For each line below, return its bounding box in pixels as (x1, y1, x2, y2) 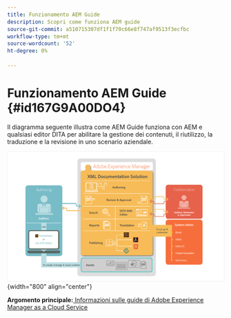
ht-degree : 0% (7, 48, 48, 54)
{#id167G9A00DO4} (7, 100, 126, 116)
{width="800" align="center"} (7, 282, 92, 290)
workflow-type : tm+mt (7, 33, 70, 40)
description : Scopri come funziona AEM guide (7, 18, 140, 26)
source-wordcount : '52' (7, 40, 76, 48)
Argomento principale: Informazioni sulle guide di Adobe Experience (7, 295, 204, 304)
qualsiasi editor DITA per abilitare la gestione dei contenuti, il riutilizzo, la (7, 130, 213, 138)
